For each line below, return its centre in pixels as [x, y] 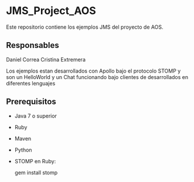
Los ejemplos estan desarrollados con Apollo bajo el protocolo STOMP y [93, 71]
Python [23, 150]
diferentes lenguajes [31, 83]
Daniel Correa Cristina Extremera [46, 59]
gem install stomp [36, 172]
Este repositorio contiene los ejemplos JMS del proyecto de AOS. [85, 27]
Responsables [33, 45]
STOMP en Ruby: [35, 161]
